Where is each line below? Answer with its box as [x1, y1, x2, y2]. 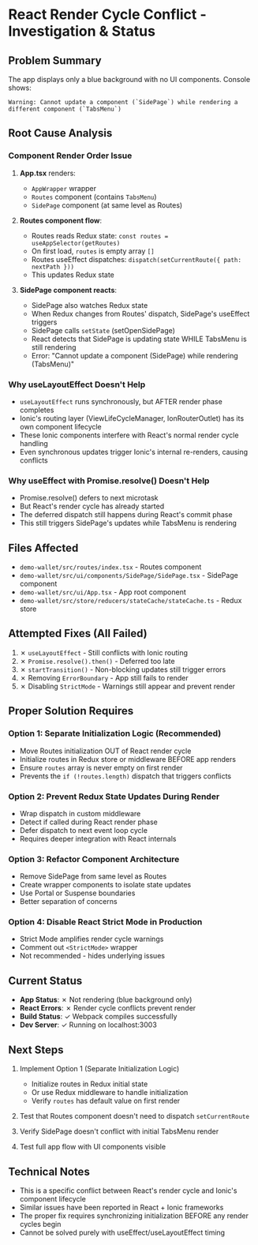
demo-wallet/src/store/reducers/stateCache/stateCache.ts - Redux [19, 596, 242, 606]
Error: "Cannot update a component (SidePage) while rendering [31, 351, 238, 360]
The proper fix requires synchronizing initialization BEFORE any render [19, 1210, 249, 1221]
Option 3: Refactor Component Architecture [8, 853, 180, 864]
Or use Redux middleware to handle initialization [31, 1088, 189, 1097]
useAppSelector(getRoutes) [31, 239, 121, 247]
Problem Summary [8, 54, 102, 67]
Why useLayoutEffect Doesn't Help [8, 379, 146, 390]
